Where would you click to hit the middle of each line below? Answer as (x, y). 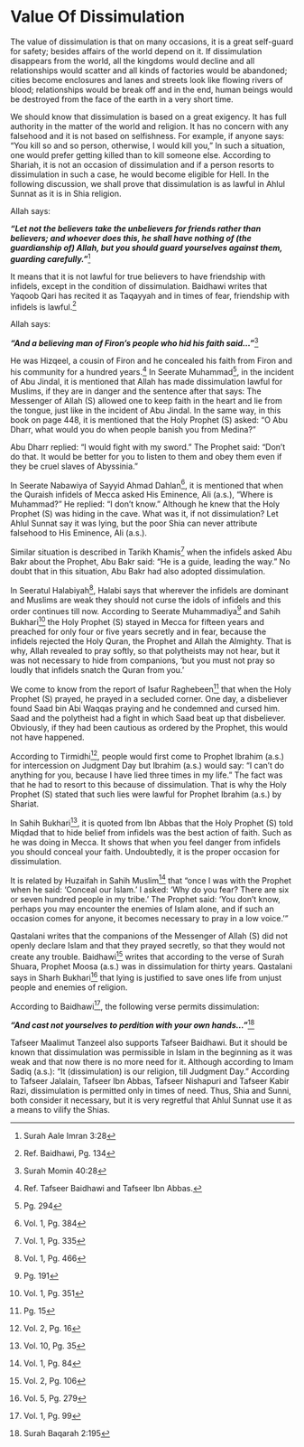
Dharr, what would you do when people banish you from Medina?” (133, 429)
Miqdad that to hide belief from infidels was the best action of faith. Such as (151, 832)
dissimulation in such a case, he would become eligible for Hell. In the (140, 174)
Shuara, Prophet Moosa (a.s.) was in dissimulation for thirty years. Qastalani (151, 966)
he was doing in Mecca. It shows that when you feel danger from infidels (145, 842)
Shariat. (25, 804)
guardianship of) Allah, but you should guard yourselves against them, (147, 247)
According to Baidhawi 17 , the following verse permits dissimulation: (135, 1005)
